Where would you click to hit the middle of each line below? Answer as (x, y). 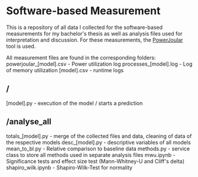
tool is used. (21, 46)
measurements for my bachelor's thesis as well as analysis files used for (94, 33)
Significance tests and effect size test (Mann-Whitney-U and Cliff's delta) (95, 161)
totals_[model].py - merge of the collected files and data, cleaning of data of (99, 136)
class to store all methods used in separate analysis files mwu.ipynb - (91, 155)
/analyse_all (29, 122)
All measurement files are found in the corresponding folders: (81, 57)
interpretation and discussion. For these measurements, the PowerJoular (95, 40)
